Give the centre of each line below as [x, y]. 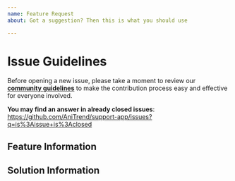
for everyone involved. [40, 96]
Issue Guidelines [57, 61]
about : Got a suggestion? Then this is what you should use [98, 20]
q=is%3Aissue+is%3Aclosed [50, 125]
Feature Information [52, 146]
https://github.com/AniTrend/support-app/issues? [80, 117]
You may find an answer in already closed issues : [81, 109]
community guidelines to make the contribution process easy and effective [117, 88]
